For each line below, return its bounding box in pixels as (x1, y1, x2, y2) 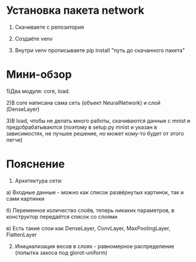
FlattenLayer (6, 231, 37, 238)
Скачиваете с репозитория (14, 23, 84, 31)
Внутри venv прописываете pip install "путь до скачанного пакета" (14, 46, 185, 54)
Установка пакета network (6, 4, 145, 17)
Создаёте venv (14, 35, 53, 42)
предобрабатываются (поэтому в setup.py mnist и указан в (6, 124, 157, 131)
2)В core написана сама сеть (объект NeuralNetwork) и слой (6, 99, 161, 106)
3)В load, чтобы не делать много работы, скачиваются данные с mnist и (6, 117, 191, 124)
